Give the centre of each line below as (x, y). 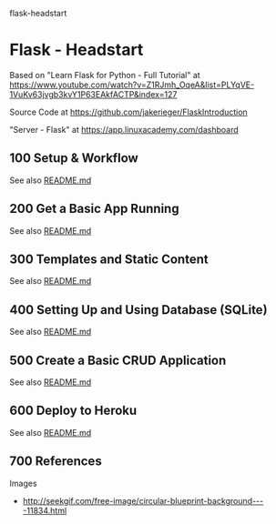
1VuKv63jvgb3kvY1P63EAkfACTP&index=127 (93, 94)
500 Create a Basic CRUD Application (118, 360)
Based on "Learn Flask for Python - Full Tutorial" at (105, 75)
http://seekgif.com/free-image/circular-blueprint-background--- (143, 500)
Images (24, 483)
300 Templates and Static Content (109, 259)
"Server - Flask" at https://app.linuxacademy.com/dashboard (124, 129)
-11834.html (45, 510)
